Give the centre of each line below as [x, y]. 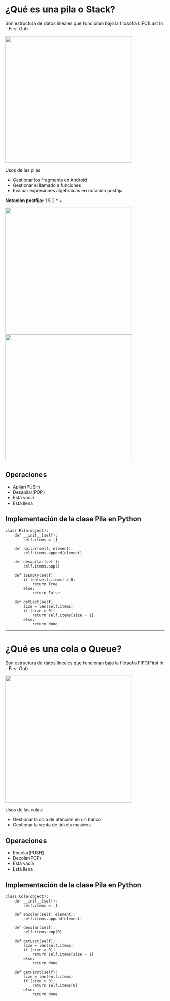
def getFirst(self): [36, 972]
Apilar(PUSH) [26, 487]
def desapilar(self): [37, 562]
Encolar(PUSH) [28, 853]
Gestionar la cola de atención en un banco [57, 819]
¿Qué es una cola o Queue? [64, 649]
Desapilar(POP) [29, 492]
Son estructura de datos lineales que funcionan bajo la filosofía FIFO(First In [84, 663]
